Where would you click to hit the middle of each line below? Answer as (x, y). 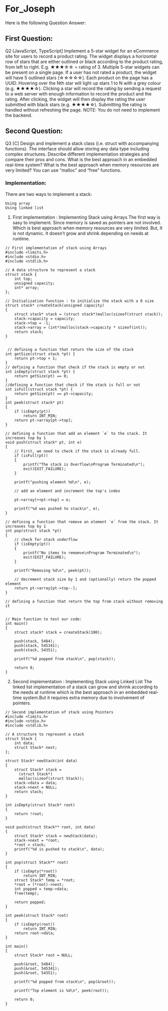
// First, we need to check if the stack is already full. (77, 451)
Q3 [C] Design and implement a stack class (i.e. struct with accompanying (82, 143)
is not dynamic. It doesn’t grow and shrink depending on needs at (80, 233)
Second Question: (34, 131)
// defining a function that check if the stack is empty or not (75, 367)
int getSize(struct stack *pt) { (40, 354)
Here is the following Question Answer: (46, 23)
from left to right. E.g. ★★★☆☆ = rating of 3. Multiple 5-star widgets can (82, 67)
